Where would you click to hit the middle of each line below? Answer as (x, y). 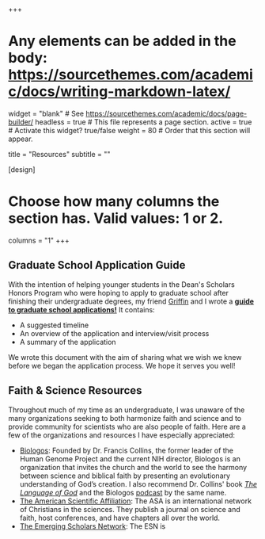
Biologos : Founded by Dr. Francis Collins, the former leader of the (127, 450)
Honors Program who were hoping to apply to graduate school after (119, 292)
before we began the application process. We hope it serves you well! (122, 365)
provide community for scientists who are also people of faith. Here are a (127, 426)
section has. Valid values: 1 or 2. (116, 218)
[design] (22, 169)
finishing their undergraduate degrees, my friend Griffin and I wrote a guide (131, 301)
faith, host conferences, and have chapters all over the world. (119, 518)
